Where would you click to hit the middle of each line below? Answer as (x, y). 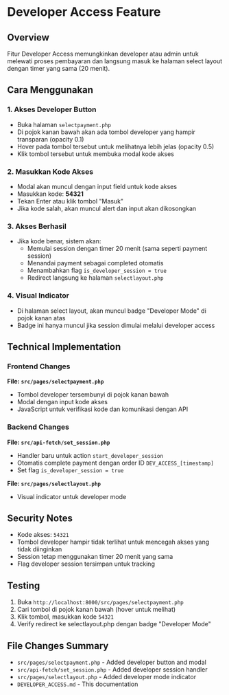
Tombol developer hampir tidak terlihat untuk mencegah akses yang (113, 542)
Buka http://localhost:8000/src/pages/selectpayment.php (100, 602)
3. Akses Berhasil (37, 226)
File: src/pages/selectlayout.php (54, 483)
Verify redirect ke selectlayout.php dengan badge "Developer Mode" (114, 624)
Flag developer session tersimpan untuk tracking (86, 564)
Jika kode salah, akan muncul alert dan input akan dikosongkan (107, 208)
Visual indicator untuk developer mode (72, 496)
